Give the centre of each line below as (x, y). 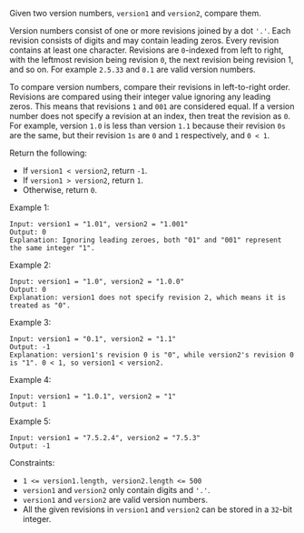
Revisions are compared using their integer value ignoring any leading (140, 96)
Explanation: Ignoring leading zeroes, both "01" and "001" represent (146, 240)
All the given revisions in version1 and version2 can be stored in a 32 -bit (157, 509)
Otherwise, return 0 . (60, 190)
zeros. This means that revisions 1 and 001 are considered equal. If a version (152, 106)
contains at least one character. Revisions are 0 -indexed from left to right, (147, 50)
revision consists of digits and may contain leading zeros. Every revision (144, 40)
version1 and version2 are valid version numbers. (115, 500)
